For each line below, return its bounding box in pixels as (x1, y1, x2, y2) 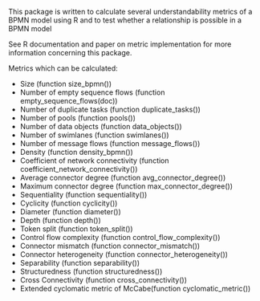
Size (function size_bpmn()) (19, 79, 112, 88)
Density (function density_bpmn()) (19, 148, 134, 157)
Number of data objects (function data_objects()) (19, 122, 182, 131)
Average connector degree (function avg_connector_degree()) (19, 173, 226, 182)
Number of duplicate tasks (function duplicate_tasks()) (19, 104, 201, 114)
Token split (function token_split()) (19, 224, 134, 234)
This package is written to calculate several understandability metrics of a (8, 7, 253, 16)
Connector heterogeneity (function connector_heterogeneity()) (19, 250, 229, 259)
